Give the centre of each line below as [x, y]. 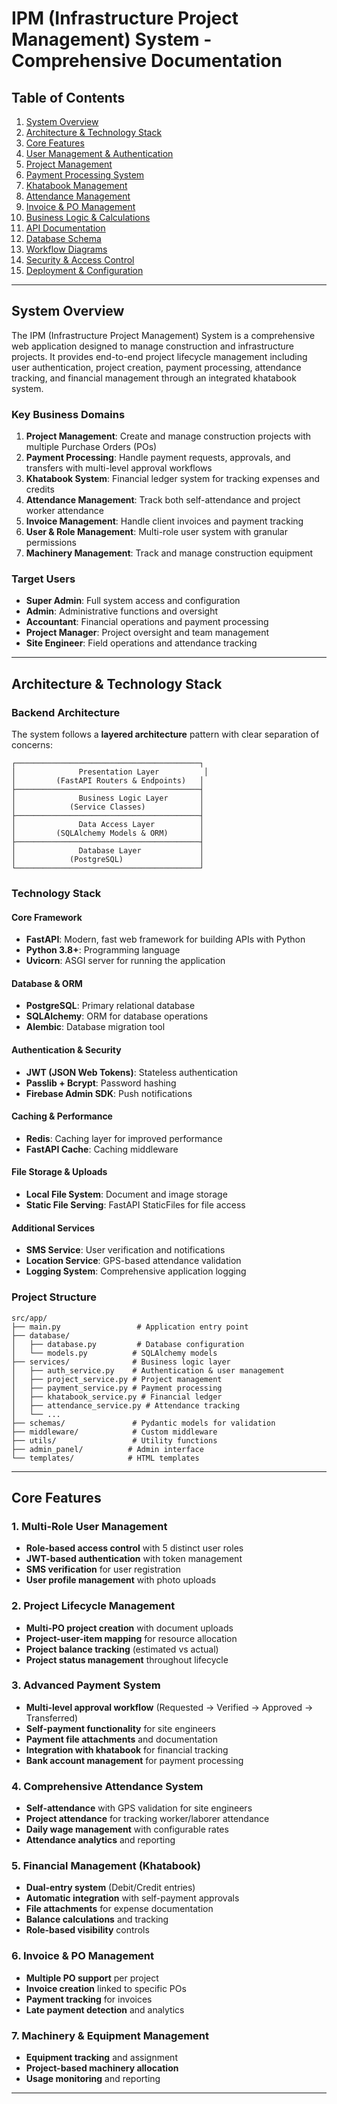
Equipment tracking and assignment [101, 2057]
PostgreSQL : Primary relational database [110, 1006]
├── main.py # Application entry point [130, 1327]
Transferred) [52, 1718]
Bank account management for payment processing [134, 1760]
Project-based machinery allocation [102, 2068]
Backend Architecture [66, 712]
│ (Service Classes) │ [107, 807]
